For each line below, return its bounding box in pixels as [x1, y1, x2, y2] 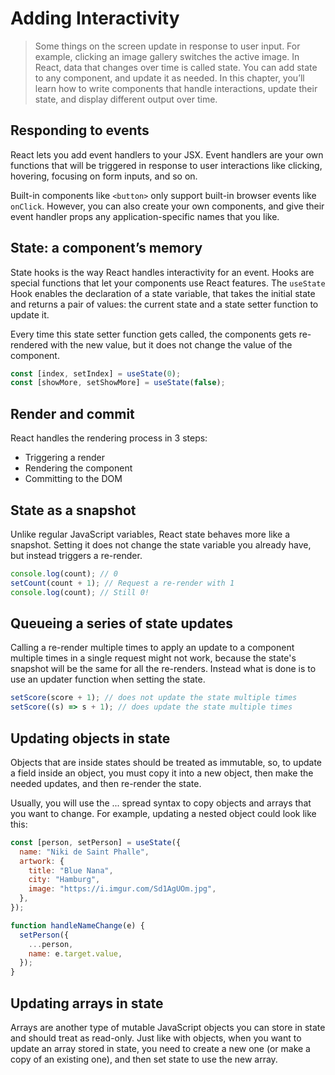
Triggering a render [24, 452, 106, 464]
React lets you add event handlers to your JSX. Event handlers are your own [10, 148, 324, 161]
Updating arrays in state [10, 995, 164, 1012]
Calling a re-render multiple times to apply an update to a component [10, 642, 295, 654]
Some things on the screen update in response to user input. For [34, 40, 301, 52]
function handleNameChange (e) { [10, 920, 145, 931]
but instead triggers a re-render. [10, 549, 143, 561]
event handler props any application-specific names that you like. [10, 210, 280, 222]
